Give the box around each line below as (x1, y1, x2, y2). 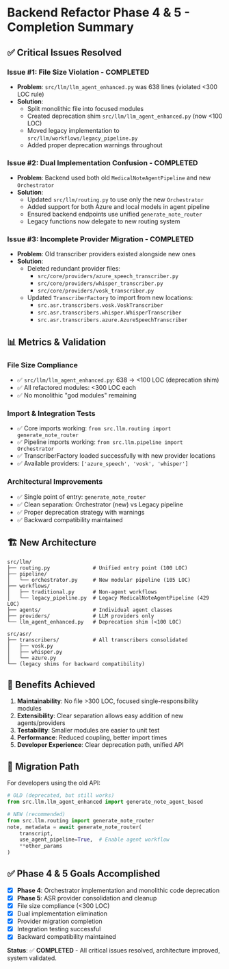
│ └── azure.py (7, 654, 57, 661)
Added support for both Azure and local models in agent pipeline (27, 203, 210, 211)
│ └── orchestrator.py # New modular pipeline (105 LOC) (7, 576, 191, 583)
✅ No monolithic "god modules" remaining (16, 391, 137, 400)
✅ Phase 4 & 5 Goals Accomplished (7, 868, 161, 880)
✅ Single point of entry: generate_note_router (16, 492, 146, 501)
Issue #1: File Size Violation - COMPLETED (7, 67, 150, 77)
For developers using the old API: (7, 779, 101, 787)
